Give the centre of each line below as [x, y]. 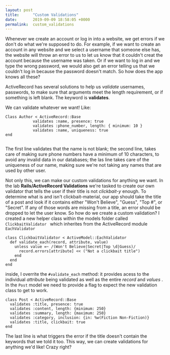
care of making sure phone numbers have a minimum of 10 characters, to [82, 154]
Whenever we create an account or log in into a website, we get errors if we [85, 39]
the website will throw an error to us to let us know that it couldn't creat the [84, 55]
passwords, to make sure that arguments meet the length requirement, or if [84, 92]
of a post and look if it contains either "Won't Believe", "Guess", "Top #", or [84, 202]
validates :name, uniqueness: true [70, 130]
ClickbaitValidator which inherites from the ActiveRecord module [77, 224]
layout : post [19, 10]
